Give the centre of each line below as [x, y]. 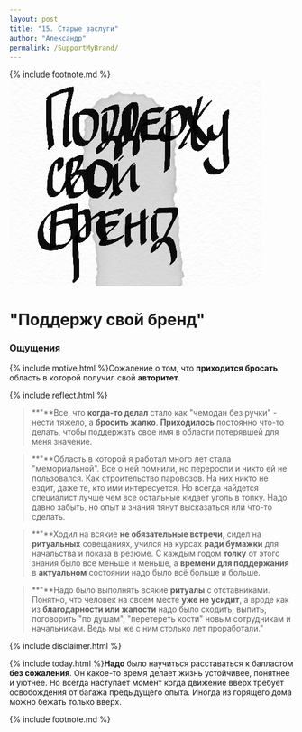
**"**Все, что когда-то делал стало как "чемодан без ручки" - [154, 412]
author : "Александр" [48, 38]
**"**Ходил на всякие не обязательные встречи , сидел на [146, 534]
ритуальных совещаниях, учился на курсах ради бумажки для [155, 543]
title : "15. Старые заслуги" [64, 28]
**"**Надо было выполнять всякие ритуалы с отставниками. [151, 590]
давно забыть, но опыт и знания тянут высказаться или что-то [152, 507]
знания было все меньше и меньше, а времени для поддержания [160, 563]
